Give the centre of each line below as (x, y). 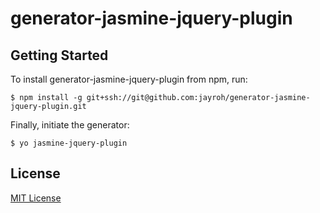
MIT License (36, 198)
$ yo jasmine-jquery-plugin (69, 143)
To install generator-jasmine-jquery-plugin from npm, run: (129, 79)
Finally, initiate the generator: (70, 125)
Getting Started (59, 55)
